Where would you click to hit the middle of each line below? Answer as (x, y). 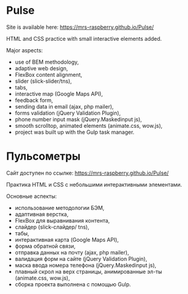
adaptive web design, (41, 68)
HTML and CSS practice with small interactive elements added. (84, 38)
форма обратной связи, (45, 246)
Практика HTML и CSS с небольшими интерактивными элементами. (94, 184)
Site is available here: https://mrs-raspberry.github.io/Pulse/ (80, 27)
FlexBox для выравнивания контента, (62, 220)
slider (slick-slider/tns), (43, 81)
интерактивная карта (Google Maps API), (67, 239)
